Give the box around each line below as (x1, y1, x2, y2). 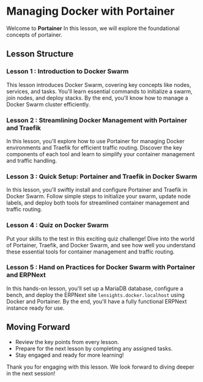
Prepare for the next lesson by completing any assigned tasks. (15, 345, 173, 352)
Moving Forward (6, 322, 70, 332)
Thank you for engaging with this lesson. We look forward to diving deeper (6, 363, 194, 370)
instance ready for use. (6, 304, 65, 312)
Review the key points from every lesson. (15, 338, 119, 345)
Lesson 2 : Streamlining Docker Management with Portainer (6, 116, 188, 124)
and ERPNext (6, 271, 46, 279)
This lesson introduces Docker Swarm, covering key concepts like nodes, (6, 81, 191, 88)
